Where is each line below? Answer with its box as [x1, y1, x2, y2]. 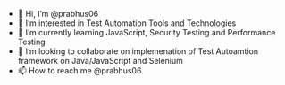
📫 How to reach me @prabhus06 [17, 66, 142, 75]
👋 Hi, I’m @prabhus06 [17, 9, 99, 19]
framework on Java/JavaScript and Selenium [17, 56, 183, 66]
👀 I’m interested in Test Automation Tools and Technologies [17, 18, 237, 28]
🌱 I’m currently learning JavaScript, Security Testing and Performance [17, 27, 276, 37]
